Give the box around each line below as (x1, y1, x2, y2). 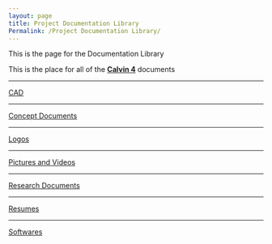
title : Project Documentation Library (8, 19, 139, 27)
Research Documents (8, 181, 81, 191)
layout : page (8, 11, 53, 20)
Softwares (8, 227, 43, 237)
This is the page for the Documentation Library (8, 49, 164, 59)
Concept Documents (8, 111, 78, 121)
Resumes (8, 204, 40, 214)
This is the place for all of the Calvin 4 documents (8, 65, 176, 74)
